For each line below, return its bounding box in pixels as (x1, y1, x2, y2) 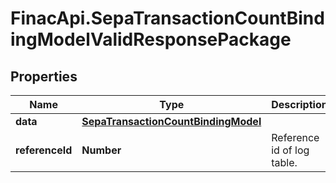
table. (271, 156, 298, 169)
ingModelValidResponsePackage (10, 28, 292, 51)
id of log (271, 143, 310, 157)
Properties (10, 68, 78, 85)
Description (271, 98, 328, 111)
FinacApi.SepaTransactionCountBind (10, 7, 325, 30)
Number (81, 143, 122, 157)
